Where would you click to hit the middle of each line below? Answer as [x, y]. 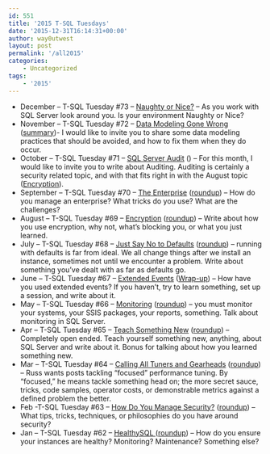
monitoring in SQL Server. [63, 321]
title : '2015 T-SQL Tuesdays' [59, 23]
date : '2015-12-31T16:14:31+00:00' [68, 31]
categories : [28, 61]
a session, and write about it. [68, 295]
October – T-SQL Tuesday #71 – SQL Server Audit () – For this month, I [136, 158]
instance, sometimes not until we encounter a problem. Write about [131, 261]
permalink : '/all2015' [46, 53]
